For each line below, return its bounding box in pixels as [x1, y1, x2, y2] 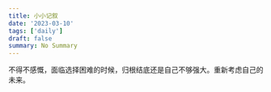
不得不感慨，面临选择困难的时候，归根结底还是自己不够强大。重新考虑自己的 [8, 65, 264, 75]
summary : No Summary [8, 42, 78, 50]
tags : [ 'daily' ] [8, 27, 63, 35]
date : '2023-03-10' [8, 19, 74, 27]
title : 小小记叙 [8, 11, 58, 20]
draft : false [8, 34, 53, 43]
